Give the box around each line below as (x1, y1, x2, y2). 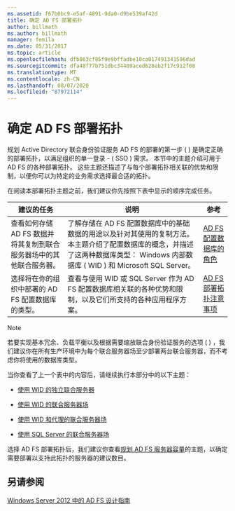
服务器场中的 (10, 250, 54, 260)
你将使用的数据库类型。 (13, 355, 81, 364)
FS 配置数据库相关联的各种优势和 (67, 285, 176, 294)
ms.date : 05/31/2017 (7, 43, 68, 50)
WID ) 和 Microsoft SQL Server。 (87, 261, 196, 271)
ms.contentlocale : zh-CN (7, 75, 80, 83)
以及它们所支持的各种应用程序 (81, 295, 180, 305)
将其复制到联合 (10, 240, 61, 250)
